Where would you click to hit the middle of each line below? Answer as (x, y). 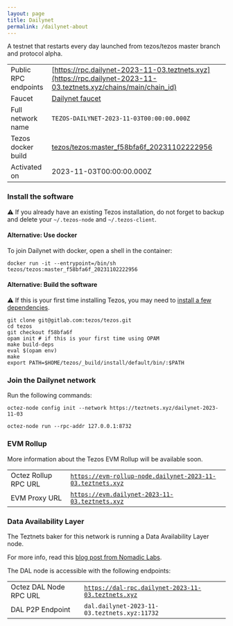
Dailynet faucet (77, 99)
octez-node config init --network (57, 408)
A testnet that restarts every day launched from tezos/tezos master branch (114, 47)
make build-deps (31, 345)
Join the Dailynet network (52, 380)
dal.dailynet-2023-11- (122, 606)
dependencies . (28, 308)
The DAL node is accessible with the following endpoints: (89, 570)
